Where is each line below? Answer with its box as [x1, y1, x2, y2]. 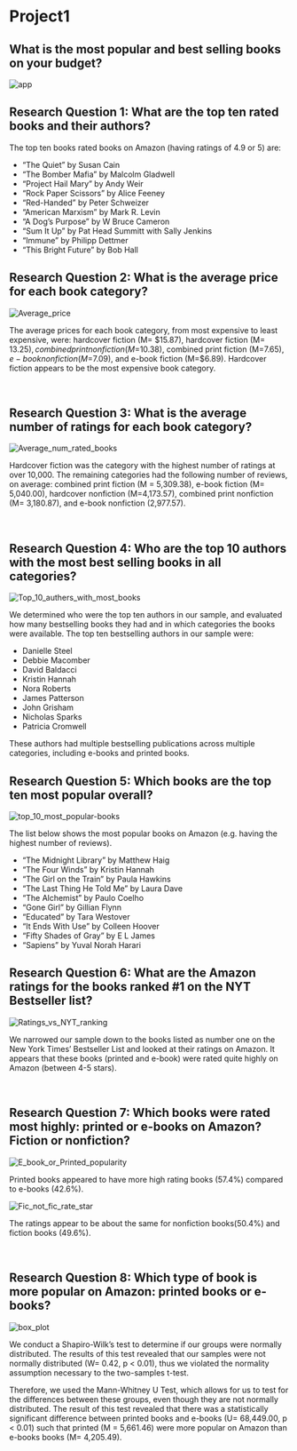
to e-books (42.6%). [9, 1184, 84, 1194]
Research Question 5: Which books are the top [9, 773, 272, 788]
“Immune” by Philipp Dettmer [21, 235, 129, 245]
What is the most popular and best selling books [9, 42, 281, 57]
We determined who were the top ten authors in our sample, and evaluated [9, 610, 283, 620]
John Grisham [21, 702, 74, 713]
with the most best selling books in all [9, 554, 222, 570]
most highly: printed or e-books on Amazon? [9, 1120, 262, 1135]
